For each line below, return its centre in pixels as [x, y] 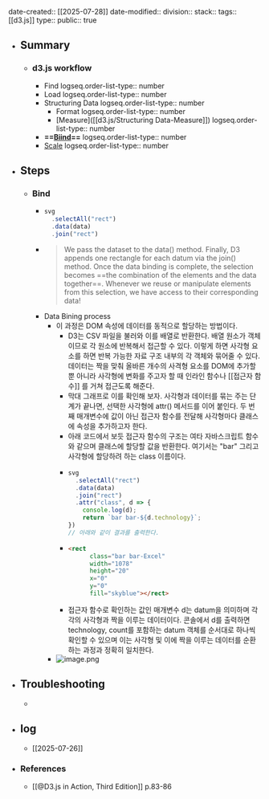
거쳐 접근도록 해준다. [122, 385]
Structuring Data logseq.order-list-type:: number [124, 103]
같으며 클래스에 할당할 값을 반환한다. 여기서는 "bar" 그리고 [167, 446]
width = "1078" [111, 564]
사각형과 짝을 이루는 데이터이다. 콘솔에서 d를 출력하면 [167, 620]
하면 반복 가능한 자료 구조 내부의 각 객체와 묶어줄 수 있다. [172, 356]
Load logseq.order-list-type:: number [105, 94]
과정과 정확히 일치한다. [118, 650]
